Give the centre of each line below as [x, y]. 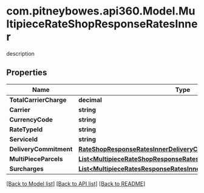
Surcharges [26, 169]
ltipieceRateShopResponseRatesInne [102, 24]
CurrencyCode [31, 119]
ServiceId [24, 139]
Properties [27, 73]
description [21, 53]
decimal [90, 100]
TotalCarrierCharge [38, 100]
